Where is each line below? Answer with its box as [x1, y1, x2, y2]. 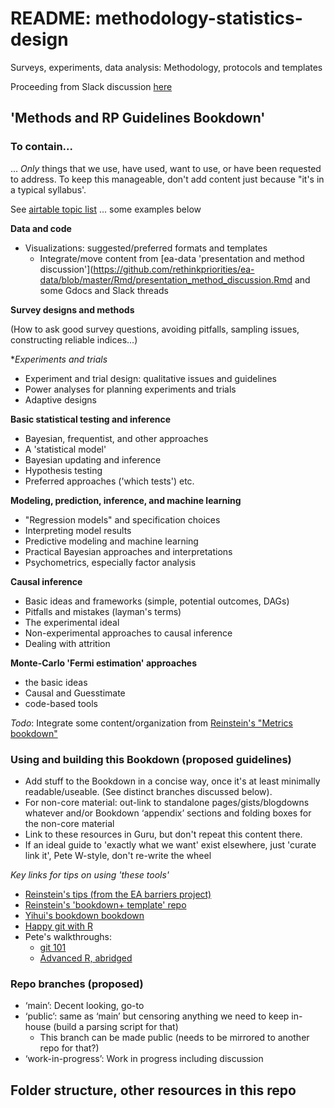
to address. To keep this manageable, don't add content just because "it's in [10, 173, 325, 185]
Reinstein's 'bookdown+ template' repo [24, 898, 187, 911]
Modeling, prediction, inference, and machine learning [10, 494, 242, 506]
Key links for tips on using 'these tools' [10, 868, 170, 881]
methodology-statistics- [94, 7, 303, 30]
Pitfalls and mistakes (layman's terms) [24, 605, 182, 617]
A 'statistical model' [24, 443, 107, 455]
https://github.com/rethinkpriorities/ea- [93, 263, 255, 275]
